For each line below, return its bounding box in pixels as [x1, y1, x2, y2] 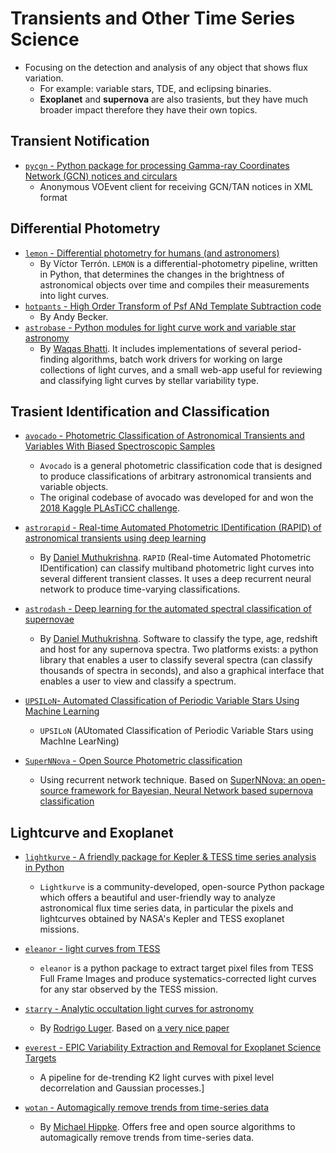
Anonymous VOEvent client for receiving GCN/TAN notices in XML [39, 180, 313, 192]
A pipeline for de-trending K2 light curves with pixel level [39, 1072, 275, 1084]
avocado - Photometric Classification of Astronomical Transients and [24, 430, 305, 442]
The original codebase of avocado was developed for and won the [39, 492, 314, 504]
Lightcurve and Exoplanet [10, 824, 174, 841]
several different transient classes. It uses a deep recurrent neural [39, 573, 312, 585]
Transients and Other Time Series [10, 7, 296, 30]
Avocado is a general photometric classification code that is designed [39, 460, 323, 472]
